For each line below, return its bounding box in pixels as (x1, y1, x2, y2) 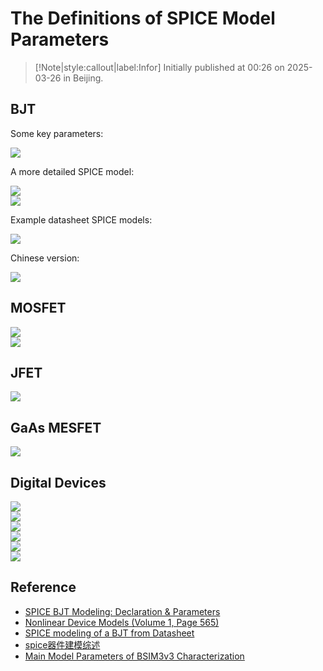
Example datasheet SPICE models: (10, 213, 153, 226)
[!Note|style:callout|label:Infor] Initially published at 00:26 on (34, 61, 285, 73)
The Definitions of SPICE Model (10, 7, 276, 30)
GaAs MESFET (10, 419, 102, 436)
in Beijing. (63, 72, 104, 84)
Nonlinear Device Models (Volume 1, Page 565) (24, 616, 220, 628)
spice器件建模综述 (24, 638, 101, 651)
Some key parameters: (10, 127, 104, 139)
